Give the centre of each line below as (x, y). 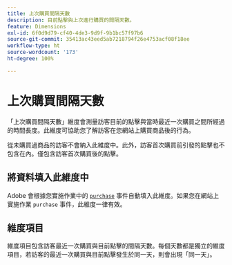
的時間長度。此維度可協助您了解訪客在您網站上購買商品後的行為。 (101, 130)
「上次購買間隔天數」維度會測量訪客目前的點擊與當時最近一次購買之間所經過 (116, 121)
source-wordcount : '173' (43, 53)
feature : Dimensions (37, 26)
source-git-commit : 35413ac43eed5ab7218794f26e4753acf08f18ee (98, 39)
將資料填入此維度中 (48, 177)
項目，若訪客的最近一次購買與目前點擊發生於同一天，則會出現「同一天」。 (112, 255)
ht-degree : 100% (30, 59)
